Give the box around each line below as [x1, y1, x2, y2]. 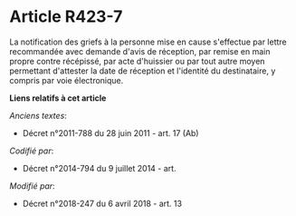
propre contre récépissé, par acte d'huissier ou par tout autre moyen [9, 55, 265, 66]
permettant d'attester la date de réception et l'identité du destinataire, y [9, 65, 276, 76]
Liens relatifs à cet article [9, 93, 107, 103]
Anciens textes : [9, 110, 68, 121]
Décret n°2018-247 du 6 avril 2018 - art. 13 [22, 198, 183, 209]
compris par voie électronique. [9, 74, 124, 85]
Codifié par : [9, 145, 54, 156]
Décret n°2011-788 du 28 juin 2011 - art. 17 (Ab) [22, 127, 199, 138]
